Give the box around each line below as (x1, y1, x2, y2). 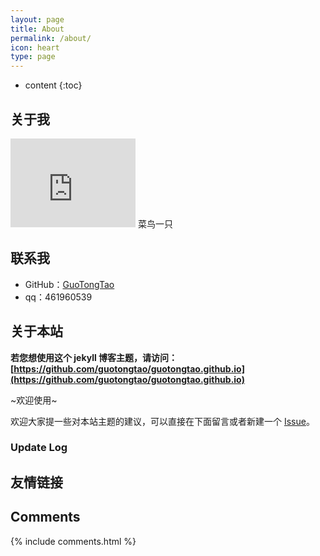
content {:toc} (24, 79, 83, 91)
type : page (10, 52, 56, 62)
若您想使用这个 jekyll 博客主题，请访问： (10, 351, 178, 363)
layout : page (10, 14, 65, 25)
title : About (10, 24, 65, 34)
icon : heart (10, 42, 60, 53)
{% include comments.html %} (10, 535, 137, 547)
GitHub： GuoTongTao (24, 278, 115, 290)
